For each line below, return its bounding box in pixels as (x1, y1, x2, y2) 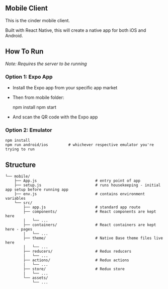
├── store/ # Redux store (23, 267, 125, 272)
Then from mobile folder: (12, 94, 64, 100)
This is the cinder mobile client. (5, 17, 70, 23)
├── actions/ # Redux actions (23, 258, 129, 263)
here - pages (5, 227, 33, 232)
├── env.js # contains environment (14, 192, 145, 197)
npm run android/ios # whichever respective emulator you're (5, 142, 154, 148)
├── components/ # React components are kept (23, 209, 156, 214)
